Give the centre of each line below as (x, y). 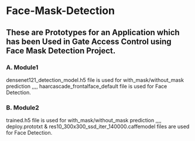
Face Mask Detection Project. (61, 51)
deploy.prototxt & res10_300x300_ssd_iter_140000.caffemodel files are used (98, 126)
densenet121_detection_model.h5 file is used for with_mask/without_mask (95, 80)
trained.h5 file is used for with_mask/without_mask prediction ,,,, (84, 121)
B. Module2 (23, 108)
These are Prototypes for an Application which (93, 32)
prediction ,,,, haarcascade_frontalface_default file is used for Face (87, 86)
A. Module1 (22, 67)
